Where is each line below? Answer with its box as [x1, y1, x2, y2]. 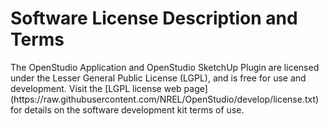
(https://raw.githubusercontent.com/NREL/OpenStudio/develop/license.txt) [10, 93, 320, 105]
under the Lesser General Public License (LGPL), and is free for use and [10, 72, 307, 84]
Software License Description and [10, 7, 298, 30]
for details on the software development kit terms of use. [10, 103, 245, 116]
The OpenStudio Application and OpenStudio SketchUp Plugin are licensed [10, 61, 320, 73]
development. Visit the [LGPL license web [10, 82, 182, 94]
